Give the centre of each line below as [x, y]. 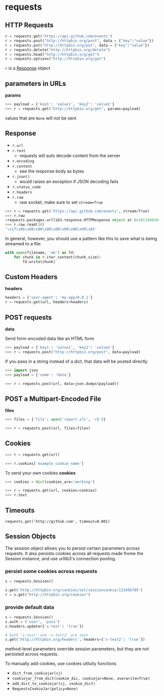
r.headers [22, 192]
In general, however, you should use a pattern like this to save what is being [81, 239]
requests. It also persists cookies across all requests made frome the [74, 553]
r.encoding [23, 161]
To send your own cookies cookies [40, 473]
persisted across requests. [32, 654]
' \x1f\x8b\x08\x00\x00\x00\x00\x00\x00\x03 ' [51, 229]
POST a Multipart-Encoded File [53, 399]
